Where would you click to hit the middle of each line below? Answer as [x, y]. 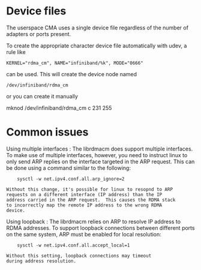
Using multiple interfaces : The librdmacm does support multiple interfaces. [100, 149]
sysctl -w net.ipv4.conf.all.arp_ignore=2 [71, 179]
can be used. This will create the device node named [71, 74]
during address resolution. [41, 261]
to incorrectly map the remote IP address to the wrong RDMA [84, 205]
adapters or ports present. [39, 34]
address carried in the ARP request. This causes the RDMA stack [91, 200]
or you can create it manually [42, 96]
